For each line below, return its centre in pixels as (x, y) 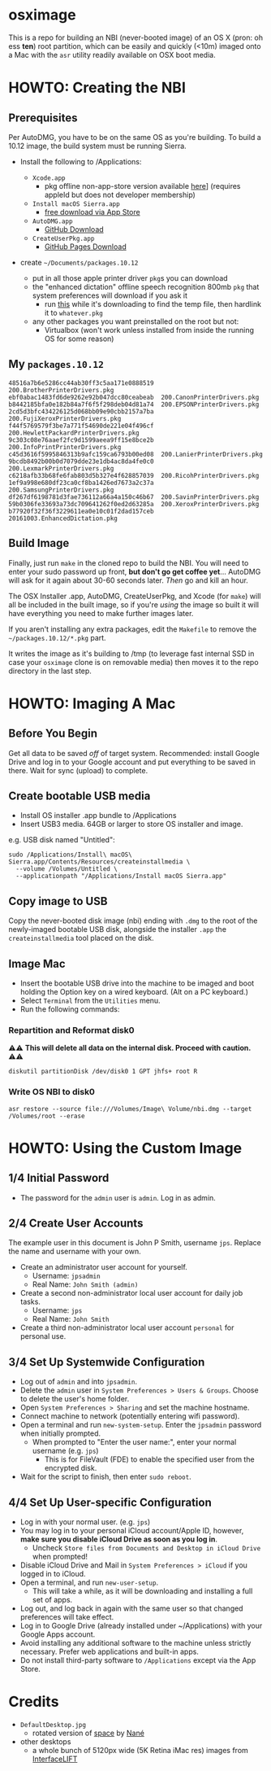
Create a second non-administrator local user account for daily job (131, 1293)
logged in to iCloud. (53, 1574)
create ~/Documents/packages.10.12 (79, 262)
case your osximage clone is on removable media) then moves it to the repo (133, 662)
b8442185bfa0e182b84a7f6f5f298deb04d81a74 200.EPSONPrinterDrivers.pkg (134, 404)
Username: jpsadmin (66, 1276)
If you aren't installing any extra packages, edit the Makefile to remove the (133, 629)
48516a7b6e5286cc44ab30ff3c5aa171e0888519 (81, 383)
